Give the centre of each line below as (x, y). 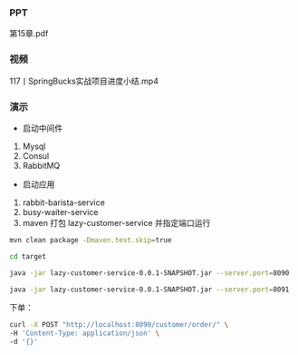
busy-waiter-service (60, 212)
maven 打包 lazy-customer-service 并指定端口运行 (116, 222)
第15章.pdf (29, 34)
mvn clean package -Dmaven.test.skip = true (91, 240)
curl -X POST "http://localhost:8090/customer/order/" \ (119, 325)
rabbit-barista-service (64, 202)
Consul (36, 155)
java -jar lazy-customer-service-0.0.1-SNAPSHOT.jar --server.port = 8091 (149, 289)
